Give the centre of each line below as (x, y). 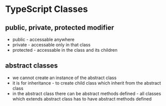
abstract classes (32, 66)
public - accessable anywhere (43, 39)
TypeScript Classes (47, 9)
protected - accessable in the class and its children (65, 50)
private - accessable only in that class (51, 45)
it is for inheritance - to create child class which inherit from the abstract (86, 83)
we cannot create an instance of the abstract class (64, 78)
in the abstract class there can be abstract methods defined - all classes (86, 94)
